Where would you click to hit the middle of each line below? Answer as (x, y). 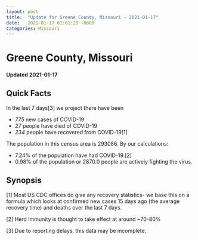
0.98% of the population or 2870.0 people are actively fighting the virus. (103, 161)
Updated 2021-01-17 (32, 75)
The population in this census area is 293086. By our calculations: (87, 143)
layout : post (22, 12)
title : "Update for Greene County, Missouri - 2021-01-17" (83, 17)
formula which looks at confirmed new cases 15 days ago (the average (93, 201)
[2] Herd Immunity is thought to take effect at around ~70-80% (83, 219)
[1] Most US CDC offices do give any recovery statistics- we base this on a (98, 195)
